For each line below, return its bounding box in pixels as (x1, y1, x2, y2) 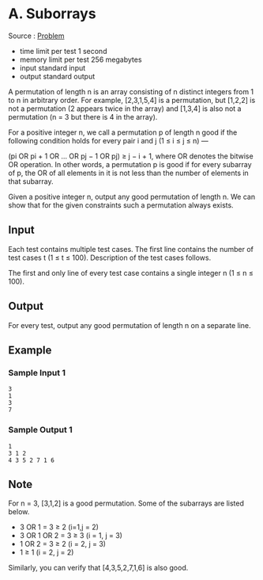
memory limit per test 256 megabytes (19, 55, 142, 64)
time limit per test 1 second (19, 46, 107, 55)
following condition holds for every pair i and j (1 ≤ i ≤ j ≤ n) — (8, 135, 209, 145)
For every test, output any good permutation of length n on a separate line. (8, 320, 251, 330)
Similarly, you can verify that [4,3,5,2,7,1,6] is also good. (8, 563, 189, 573)
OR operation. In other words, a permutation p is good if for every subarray (8, 159, 252, 169)
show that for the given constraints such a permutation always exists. (8, 200, 235, 210)
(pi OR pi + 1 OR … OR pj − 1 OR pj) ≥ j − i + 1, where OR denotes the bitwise (8, 151, 254, 161)
